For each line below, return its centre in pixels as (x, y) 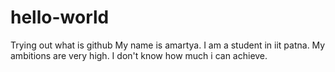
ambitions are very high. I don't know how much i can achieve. (139, 55)
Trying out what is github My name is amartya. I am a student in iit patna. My (168, 45)
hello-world (60, 17)
